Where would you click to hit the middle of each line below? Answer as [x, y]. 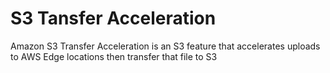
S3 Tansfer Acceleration [113, 18]
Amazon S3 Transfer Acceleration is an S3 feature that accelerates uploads [165, 46]
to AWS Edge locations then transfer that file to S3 [114, 56]
